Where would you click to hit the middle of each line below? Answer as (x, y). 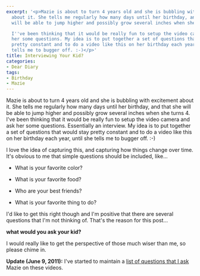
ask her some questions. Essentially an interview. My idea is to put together (99, 126)
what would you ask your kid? (44, 232)
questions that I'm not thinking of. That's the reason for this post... (87, 221)
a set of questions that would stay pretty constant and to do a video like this (99, 132)
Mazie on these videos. (35, 268)
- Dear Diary (22, 67)
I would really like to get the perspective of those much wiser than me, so (96, 244)
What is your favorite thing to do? (56, 203)
